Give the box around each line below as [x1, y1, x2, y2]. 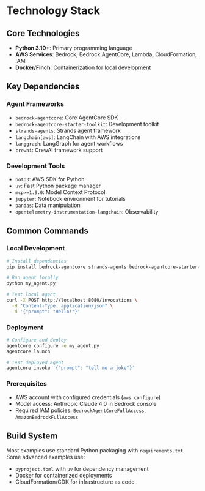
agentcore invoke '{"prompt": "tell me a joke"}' [6, 365, 135, 371]
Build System [6, 431, 58, 441]
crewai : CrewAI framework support [15, 146, 103, 154]
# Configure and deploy [6, 337, 67, 343]
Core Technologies [6, 28, 81, 39]
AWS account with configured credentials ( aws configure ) [15, 393, 161, 401]
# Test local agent [6, 291, 56, 298]
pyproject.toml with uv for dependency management [15, 465, 149, 473]
